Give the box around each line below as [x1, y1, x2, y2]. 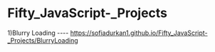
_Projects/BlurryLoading [7, 36, 78, 44]
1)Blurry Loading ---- [7, 28, 69, 37]
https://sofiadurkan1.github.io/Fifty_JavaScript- [70, 28, 208, 37]
